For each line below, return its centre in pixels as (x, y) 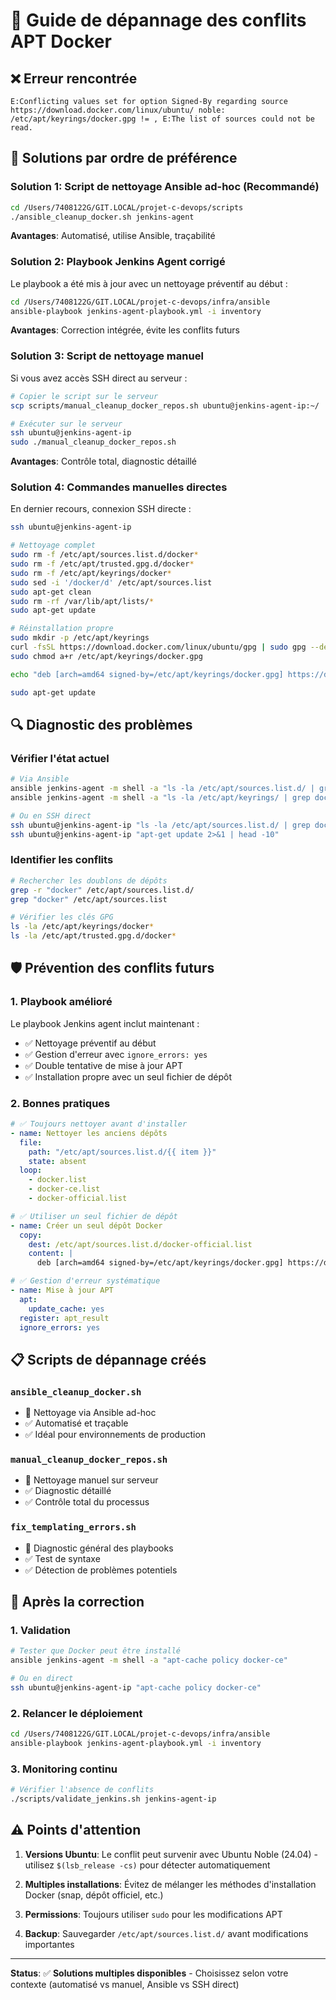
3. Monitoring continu (64, 1769)
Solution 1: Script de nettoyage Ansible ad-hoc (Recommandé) (165, 187)
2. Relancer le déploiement (76, 1713)
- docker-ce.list (64, 1189)
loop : (31, 1170)
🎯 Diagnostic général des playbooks (99, 1548)
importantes (49, 1944)
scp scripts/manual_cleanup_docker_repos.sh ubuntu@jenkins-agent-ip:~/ (165, 405)
